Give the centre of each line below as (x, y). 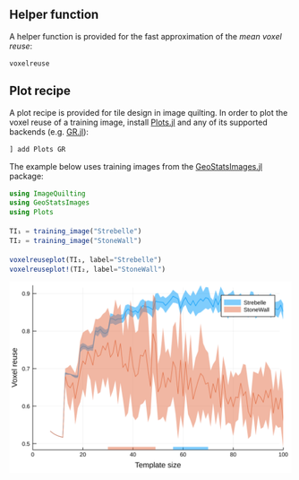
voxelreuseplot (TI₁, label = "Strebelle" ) (86, 259)
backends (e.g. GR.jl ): (49, 131)
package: (26, 176)
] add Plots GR (38, 149)
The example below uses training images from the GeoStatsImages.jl (136, 166)
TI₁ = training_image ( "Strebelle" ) (76, 231)
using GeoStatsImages (50, 203)
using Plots (31, 213)
